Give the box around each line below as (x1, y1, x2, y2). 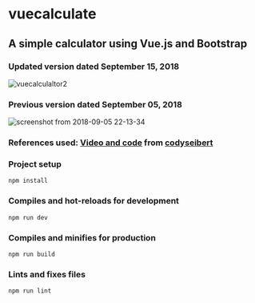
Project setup (8, 159, 62, 170)
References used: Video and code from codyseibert (8, 137, 213, 148)
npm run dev (8, 213, 48, 221)
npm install (8, 177, 48, 185)
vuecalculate (8, 5, 97, 23)
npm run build (8, 250, 56, 258)
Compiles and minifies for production (8, 232, 156, 243)
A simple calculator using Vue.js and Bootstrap (8, 37, 248, 50)
